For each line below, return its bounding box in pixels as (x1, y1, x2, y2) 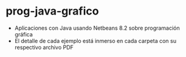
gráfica (14, 30, 33, 38)
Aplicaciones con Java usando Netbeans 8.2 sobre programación (14, 24, 180, 32)
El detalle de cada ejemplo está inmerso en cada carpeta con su (14, 37, 177, 44)
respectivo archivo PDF (14, 44, 74, 51)
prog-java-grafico (6, 4, 99, 18)
